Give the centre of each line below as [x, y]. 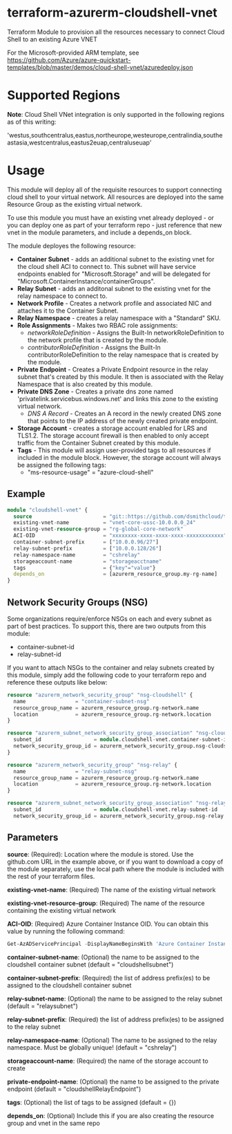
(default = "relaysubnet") [42, 1006]
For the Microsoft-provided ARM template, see [73, 53]
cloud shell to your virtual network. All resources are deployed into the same [116, 197]
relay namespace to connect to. [62, 296]
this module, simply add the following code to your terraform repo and [107, 675]
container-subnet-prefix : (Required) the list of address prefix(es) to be [109, 978]
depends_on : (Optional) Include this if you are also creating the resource [110, 1115]
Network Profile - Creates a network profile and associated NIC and [114, 303]
